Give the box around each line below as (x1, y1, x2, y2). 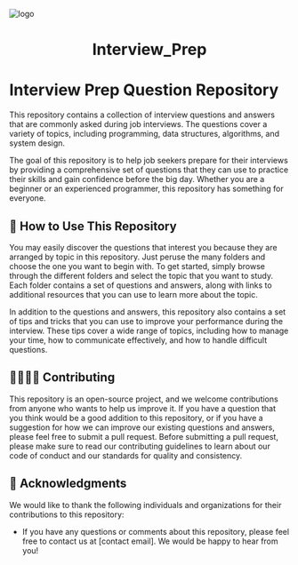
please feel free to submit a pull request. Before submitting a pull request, (9, 431, 278, 442)
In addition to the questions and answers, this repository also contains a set (9, 306, 286, 317)
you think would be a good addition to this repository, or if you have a (9, 412, 264, 423)
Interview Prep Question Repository (9, 80, 279, 100)
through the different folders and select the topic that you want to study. (9, 270, 274, 281)
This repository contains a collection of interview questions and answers (9, 109, 276, 120)
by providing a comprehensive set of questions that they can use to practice (9, 164, 289, 175)
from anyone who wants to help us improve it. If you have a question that (9, 402, 277, 413)
